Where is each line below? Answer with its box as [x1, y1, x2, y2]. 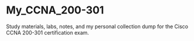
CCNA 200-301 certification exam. [6, 29, 89, 36]
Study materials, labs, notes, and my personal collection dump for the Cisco [6, 23, 189, 30]
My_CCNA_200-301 [6, 4, 104, 17]
